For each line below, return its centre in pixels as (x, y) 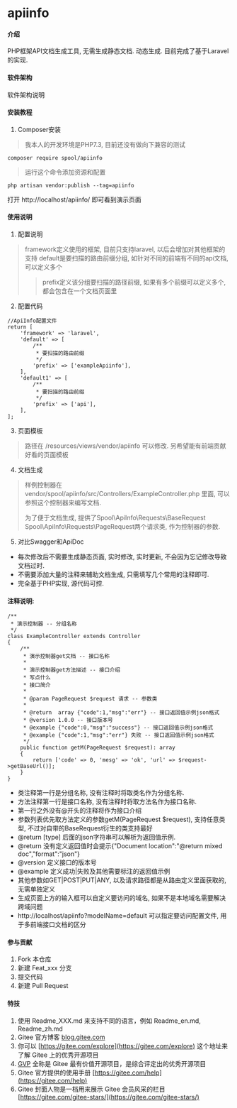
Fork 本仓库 (34, 959)
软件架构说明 (26, 94)
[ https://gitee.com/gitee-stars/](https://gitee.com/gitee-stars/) (108, 1097)
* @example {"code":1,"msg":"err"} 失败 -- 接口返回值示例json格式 (118, 735)
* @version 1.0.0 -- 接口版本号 (68, 720)
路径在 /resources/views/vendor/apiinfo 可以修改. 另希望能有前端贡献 (125, 446)
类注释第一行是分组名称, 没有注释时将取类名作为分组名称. (101, 793)
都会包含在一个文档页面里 (80, 291)
